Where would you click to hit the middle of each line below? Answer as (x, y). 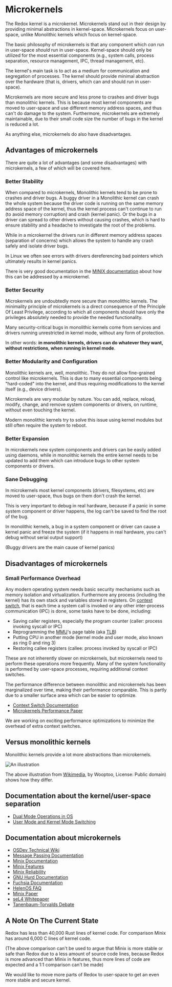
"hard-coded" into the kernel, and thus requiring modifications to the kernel (85, 383)
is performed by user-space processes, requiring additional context (77, 669)
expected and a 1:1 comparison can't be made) (55, 965)
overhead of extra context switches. (44, 726)
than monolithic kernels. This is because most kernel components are (79, 102)
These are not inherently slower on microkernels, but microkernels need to (84, 658)
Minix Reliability (29, 872)
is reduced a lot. (22, 124)
